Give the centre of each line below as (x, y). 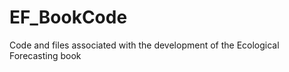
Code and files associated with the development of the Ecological (144, 45)
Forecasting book (45, 55)
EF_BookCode (68, 17)
